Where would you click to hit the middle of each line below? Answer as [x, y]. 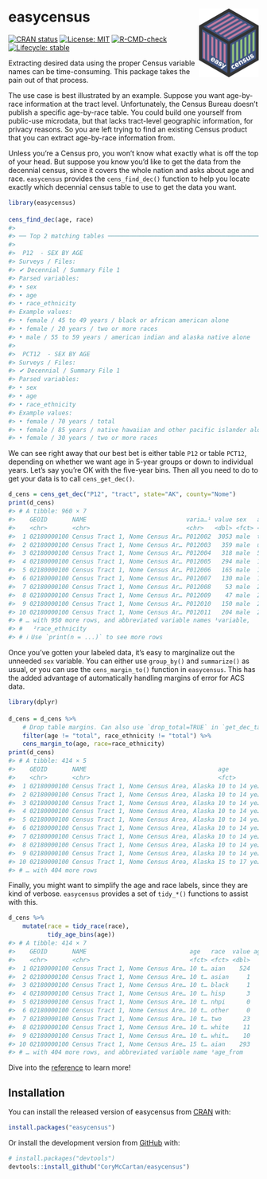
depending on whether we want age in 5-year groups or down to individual [131, 462]
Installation [37, 1093]
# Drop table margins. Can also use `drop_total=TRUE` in [120, 727]
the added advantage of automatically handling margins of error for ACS [126, 678]
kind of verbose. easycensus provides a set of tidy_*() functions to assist [128, 894]
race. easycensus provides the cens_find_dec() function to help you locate [129, 179]
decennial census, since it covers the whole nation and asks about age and [131, 170]
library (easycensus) [43, 202]
